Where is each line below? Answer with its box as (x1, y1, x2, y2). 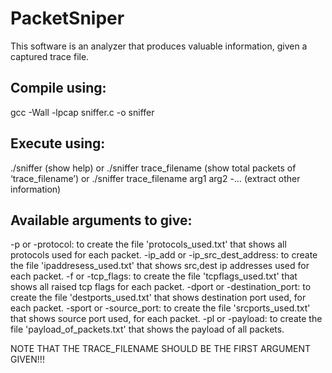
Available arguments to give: (10, 212, 193, 229)
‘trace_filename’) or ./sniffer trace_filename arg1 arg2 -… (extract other (10, 172, 301, 184)
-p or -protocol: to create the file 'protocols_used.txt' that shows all (10, 238, 287, 251)
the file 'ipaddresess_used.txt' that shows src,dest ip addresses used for (10, 260, 310, 272)
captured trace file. (10, 50, 90, 62)
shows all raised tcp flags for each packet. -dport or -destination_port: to (10, 281, 312, 293)
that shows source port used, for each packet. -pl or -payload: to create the (10, 313, 323, 325)
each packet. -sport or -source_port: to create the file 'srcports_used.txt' (10, 302, 311, 314)
